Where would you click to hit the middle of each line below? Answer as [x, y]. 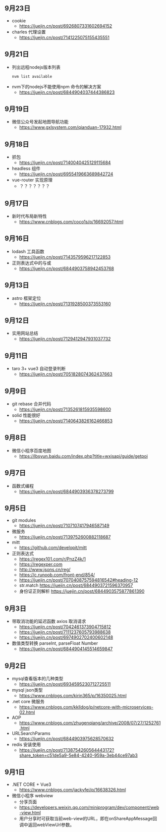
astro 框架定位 [26, 298]
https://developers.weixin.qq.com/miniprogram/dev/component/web [89, 807]
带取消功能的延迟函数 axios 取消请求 [49, 621]
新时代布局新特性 [29, 216]
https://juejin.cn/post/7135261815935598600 [65, 409]
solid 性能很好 [26, 415]
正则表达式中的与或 [31, 263]
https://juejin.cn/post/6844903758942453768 [67, 268]
